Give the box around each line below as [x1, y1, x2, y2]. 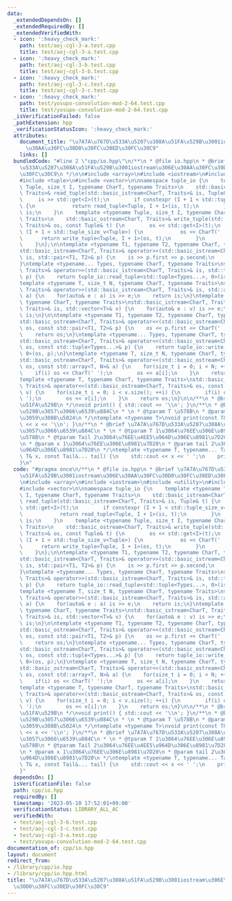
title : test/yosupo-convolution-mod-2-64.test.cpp [19, 106, 168, 113]
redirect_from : [7, 858, 51, 864]
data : [7, 10, 23, 17]
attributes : [13, 132, 48, 139]
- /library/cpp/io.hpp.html [7, 871, 88, 878]
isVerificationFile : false [13, 780, 91, 787]
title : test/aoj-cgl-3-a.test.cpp [19, 49, 119, 56]
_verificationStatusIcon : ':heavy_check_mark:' [13, 126, 153, 133]
